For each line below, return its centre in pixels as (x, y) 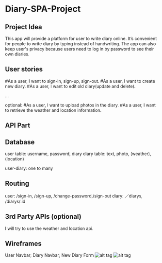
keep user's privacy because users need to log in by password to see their (80, 49)
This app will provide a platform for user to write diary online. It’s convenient (81, 38)
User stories (24, 69)
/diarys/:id (15, 201)
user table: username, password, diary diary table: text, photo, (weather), (78, 154)
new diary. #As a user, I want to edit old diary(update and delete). (70, 86)
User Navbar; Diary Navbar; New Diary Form (49, 255)
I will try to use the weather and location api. (49, 228)
